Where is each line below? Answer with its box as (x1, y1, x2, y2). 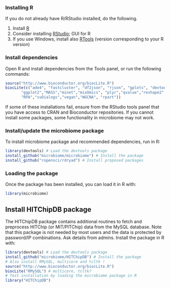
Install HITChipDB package (5, 205, 92, 214)
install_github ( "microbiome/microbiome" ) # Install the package (5, 153, 144, 158)
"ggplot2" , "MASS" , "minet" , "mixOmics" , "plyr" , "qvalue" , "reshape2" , (21, 90, 166, 95)
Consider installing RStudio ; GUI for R (12, 31, 91, 37)
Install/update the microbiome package (5, 127, 104, 134)
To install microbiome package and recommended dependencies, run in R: (5, 138, 160, 145)
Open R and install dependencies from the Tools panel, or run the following (5, 65, 161, 72)
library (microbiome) (5, 191, 49, 196)
